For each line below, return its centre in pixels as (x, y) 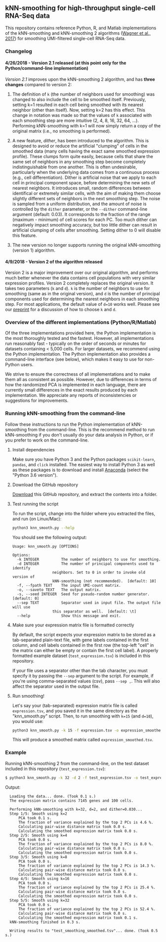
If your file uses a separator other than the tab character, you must (80, 670)
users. (27, 365)
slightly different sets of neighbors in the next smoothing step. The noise (86, 198)
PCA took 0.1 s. (35, 818)
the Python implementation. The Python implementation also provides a (78, 354)
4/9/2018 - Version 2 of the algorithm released (54, 262)
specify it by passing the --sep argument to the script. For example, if (83, 675)
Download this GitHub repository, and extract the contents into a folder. (85, 494)
